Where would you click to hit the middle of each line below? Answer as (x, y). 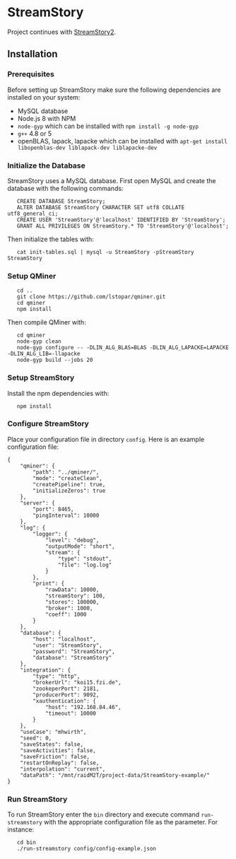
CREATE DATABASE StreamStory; (61, 201)
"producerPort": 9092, (66, 695)
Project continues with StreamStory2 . (62, 32)
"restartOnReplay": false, (60, 763)
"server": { (37, 503)
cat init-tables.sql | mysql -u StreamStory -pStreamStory (105, 252)
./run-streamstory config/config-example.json (87, 849)
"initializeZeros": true (69, 491)
